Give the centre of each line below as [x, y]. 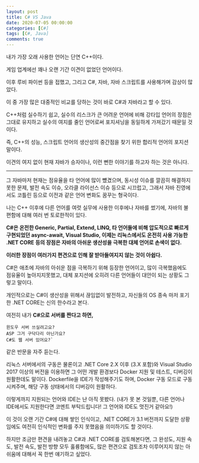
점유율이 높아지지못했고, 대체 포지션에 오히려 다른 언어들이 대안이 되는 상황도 [95, 275]
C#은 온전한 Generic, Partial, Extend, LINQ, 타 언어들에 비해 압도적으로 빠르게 [97, 228]
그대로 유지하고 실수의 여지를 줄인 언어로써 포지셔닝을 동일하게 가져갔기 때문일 [96, 122]
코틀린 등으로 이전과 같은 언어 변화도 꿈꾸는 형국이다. [78, 195]
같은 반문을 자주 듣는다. [33, 352]
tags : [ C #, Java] [28, 34]
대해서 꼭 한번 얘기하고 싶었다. [57, 454]
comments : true [25, 39]
